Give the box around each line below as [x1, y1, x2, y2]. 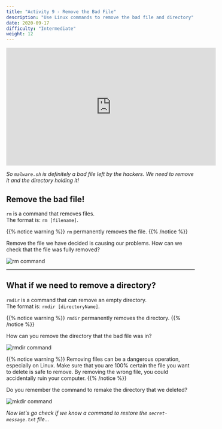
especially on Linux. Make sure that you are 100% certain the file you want [6, 361, 190, 369]
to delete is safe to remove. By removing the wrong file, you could [6, 368, 169, 375]
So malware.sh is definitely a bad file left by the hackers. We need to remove [6, 171, 194, 178]
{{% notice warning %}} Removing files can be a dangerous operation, [6, 355, 181, 363]
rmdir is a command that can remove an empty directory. [6, 296, 147, 303]
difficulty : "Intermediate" [6, 25, 77, 32]
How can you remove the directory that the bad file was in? [6, 332, 152, 339]
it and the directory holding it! [6, 177, 80, 184]
